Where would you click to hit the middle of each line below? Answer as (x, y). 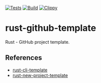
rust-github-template (51, 28)
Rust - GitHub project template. (37, 42)
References (24, 58)
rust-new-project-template (40, 75)
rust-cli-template (30, 70)
